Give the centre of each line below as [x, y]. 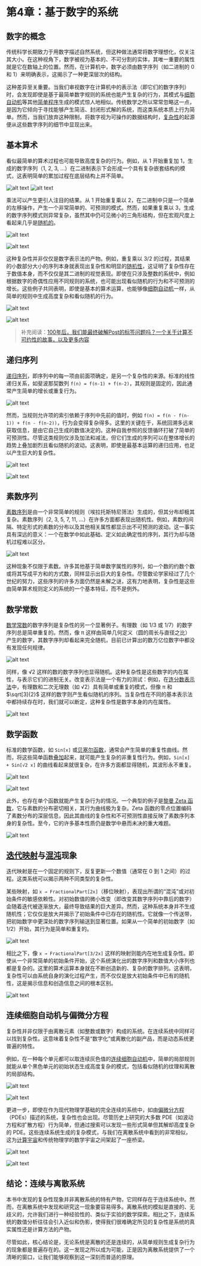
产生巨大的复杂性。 [35, 453]
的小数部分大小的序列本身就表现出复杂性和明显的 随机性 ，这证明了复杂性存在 [100, 266]
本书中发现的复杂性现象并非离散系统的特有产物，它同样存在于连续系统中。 [98, 1199]
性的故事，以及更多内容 [60, 339]
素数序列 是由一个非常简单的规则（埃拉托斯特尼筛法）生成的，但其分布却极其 [100, 512]
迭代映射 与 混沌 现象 [42, 856]
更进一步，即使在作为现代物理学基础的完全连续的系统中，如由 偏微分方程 [95, 1110]
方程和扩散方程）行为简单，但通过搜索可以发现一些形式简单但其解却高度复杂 [100, 1125]
